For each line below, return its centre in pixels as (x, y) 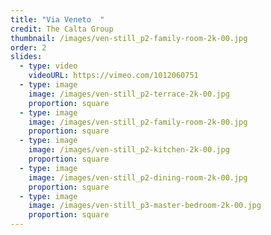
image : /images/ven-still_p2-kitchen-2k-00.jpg (129, 150)
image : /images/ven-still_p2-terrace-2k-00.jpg (129, 94)
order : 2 (28, 47)
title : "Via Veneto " (57, 19)
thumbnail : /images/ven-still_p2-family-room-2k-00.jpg (129, 38)
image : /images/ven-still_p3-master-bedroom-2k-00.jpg (145, 206)
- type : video (48, 66)
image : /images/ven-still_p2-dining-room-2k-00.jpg (138, 177)
